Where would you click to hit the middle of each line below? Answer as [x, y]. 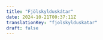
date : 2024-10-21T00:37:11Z [41, 17]
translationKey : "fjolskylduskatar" [52, 22]
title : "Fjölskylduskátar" [40, 11]
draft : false [22, 28]
